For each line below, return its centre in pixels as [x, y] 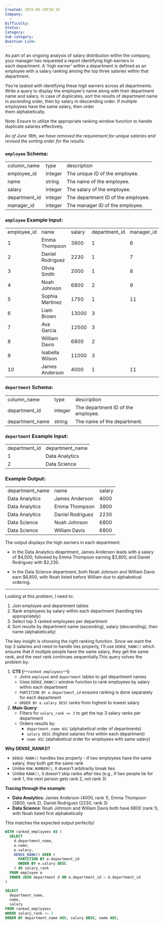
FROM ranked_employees [28, 909]
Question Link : [20, 42]
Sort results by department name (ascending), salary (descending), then [85, 627]
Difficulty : [17, 23]
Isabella [50, 353]
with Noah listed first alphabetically [48, 813]
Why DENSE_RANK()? [28, 748]
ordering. [21, 582]
